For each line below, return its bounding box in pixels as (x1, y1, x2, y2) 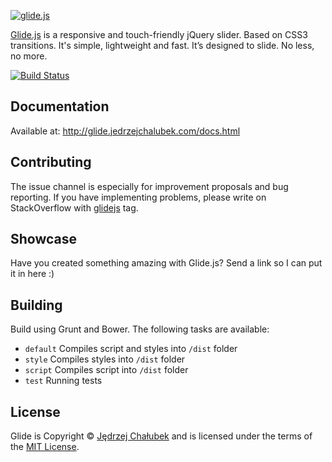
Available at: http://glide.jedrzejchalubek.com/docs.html (10, 125, 241, 137)
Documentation (10, 98, 110, 115)
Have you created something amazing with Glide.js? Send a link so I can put (10, 257, 323, 269)
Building (10, 296, 63, 314)
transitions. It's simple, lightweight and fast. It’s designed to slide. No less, (10, 40, 315, 51)
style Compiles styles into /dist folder (24, 353, 186, 365)
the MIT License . (10, 441, 80, 453)
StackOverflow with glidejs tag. (10, 201, 139, 214)
